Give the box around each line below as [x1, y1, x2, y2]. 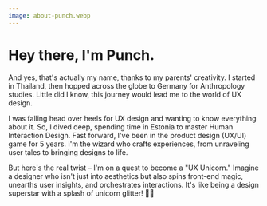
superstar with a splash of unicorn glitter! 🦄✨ [8, 188, 155, 198]
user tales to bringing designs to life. [8, 147, 128, 156]
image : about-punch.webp [8, 11, 91, 20]
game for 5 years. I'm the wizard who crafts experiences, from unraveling [8, 139, 249, 149]
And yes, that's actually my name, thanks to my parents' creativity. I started [8, 73, 256, 82]
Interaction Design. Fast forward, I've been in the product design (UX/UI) [8, 130, 247, 140]
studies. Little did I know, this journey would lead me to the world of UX [8, 89, 241, 99]
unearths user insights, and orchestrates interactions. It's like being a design [8, 180, 259, 189]
